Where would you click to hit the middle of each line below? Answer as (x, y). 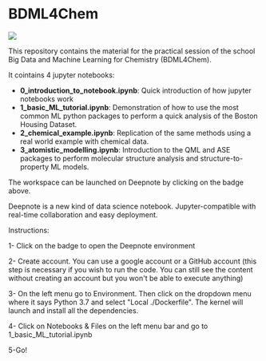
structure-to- (222, 158)
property (34, 167)
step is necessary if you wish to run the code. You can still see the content (131, 269)
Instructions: (29, 230)
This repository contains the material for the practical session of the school (132, 51)
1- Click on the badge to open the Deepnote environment (102, 245)
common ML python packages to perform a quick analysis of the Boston (139, 116)
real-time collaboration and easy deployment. (83, 214)
